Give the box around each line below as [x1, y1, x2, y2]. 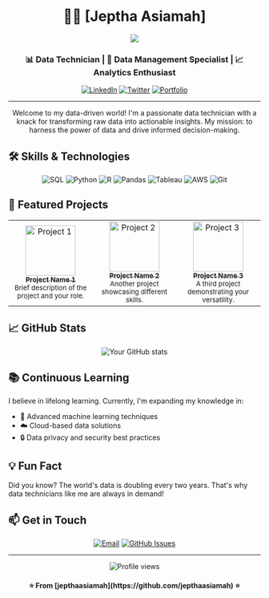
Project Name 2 [109, 271, 160, 280]
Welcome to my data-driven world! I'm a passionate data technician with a [12, 108, 257, 118]
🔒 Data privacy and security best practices [19, 433, 161, 442]
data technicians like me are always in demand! [8, 489, 164, 498]
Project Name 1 [25, 275, 76, 284]
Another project [109, 279, 159, 288]
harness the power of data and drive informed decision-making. [29, 125, 240, 135]
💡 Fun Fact [8, 459, 62, 473]
